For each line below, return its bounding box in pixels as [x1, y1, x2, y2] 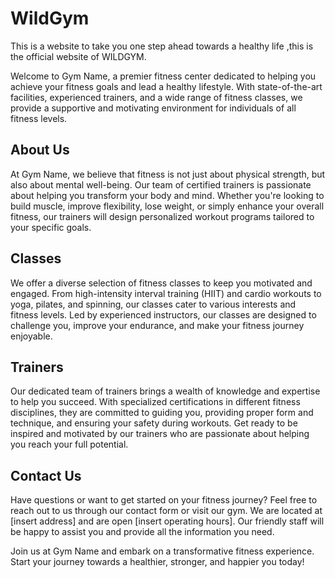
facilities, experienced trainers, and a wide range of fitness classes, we [10, 91, 303, 103]
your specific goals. [10, 221, 92, 233]
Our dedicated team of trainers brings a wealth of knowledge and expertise [10, 385, 321, 397]
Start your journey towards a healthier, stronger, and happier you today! [10, 556, 305, 568]
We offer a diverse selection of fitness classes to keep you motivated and [10, 277, 313, 289]
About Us [10, 142, 70, 159]
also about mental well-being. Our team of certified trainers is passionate [10, 178, 312, 191]
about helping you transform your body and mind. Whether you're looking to [10, 189, 325, 201]
